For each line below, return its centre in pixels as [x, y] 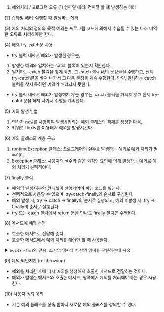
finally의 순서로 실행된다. [36, 206]
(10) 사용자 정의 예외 [24, 294]
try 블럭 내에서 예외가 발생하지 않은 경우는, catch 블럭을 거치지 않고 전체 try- [85, 94]
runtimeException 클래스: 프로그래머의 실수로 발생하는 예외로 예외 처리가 [82, 149]
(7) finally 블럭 [19, 178]
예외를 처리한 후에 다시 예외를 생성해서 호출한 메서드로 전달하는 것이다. [79, 271]
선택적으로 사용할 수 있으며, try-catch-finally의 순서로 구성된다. [73, 194]
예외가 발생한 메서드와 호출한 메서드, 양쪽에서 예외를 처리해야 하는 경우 [79, 277]
